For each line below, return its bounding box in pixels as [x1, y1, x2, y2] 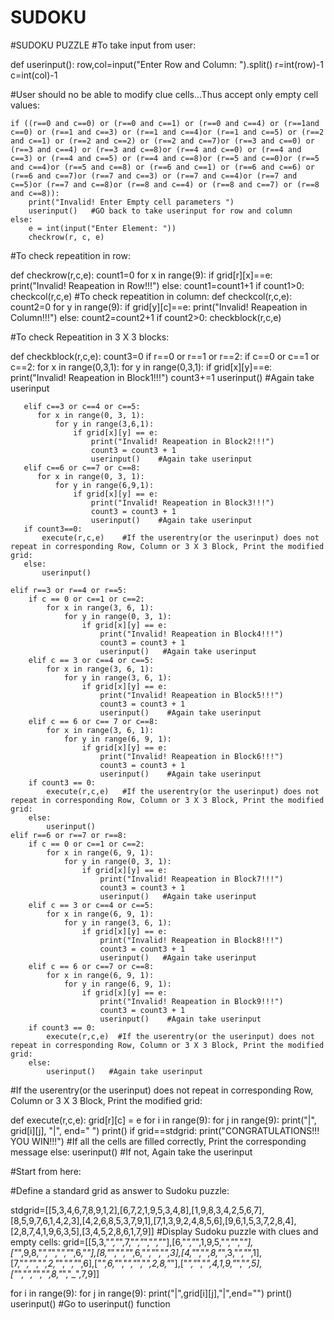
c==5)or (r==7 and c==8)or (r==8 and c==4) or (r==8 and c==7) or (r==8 [10, 179, 320, 190]
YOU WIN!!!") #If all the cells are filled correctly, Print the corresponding [10, 1135, 307, 1147]
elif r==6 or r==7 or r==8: [10, 830, 128, 840]
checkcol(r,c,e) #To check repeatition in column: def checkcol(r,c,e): [10, 290, 293, 302]
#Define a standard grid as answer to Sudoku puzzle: [10, 1184, 230, 1196]
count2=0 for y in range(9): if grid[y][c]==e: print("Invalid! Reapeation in [10, 301, 308, 313]
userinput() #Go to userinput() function [10, 1297, 171, 1310]
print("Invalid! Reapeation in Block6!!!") [99, 751, 284, 761]
